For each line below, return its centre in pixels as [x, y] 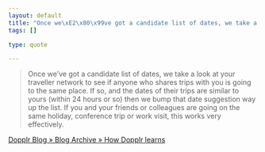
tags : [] [23, 30]
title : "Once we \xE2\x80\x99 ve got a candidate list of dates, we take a [133, 23]
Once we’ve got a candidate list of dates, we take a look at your [131, 74]
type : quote [28, 44]
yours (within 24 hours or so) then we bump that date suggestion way [142, 99]
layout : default [35, 15]
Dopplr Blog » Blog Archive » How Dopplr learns [87, 140]
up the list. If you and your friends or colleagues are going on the [134, 108]
